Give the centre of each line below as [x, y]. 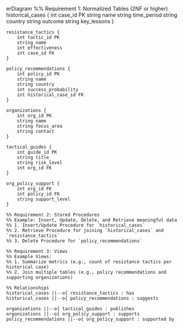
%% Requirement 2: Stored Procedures [53, 215]
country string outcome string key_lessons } [60, 21]
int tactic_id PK [38, 38]
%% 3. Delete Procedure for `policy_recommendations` [75, 241]
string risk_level [40, 163]
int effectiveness [40, 48]
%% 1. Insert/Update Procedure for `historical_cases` [76, 225]
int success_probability [48, 89]
